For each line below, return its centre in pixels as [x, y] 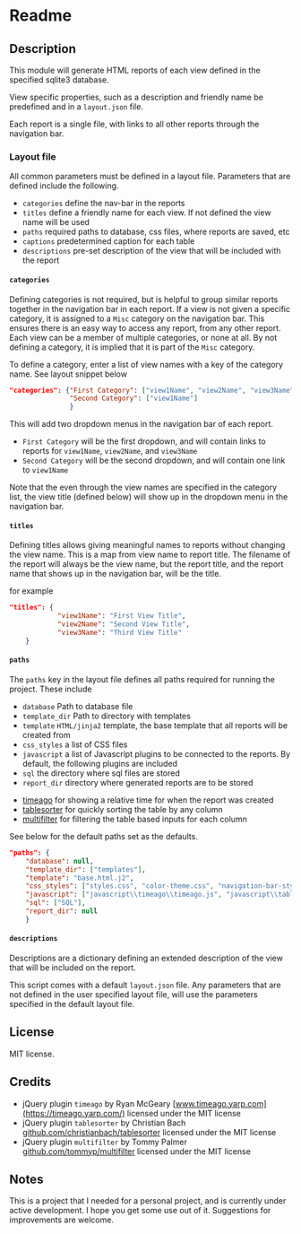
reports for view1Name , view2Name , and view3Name [110, 451]
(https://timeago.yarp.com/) [73, 1113]
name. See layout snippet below [69, 374]
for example [31, 591]
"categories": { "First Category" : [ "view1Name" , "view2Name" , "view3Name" [152, 390]
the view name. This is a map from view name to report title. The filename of [150, 555]
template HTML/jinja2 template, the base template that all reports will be [155, 725]
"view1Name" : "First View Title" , [121, 616]
